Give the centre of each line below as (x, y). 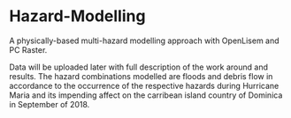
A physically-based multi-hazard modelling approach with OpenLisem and (145, 41)
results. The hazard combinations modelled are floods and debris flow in (141, 76)
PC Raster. (28, 49)
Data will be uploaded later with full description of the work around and (138, 67)
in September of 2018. (50, 104)
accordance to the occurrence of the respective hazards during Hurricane (144, 85)
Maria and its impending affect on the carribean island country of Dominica (146, 95)
